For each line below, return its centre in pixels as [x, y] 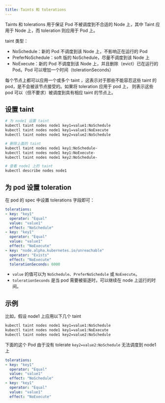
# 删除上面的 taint [23, 144]
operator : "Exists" [29, 255]
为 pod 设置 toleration [38, 187]
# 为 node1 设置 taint [27, 121]
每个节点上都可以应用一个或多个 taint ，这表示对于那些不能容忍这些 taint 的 [81, 80]
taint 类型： [17, 41]
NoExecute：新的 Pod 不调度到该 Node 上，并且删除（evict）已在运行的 [85, 63]
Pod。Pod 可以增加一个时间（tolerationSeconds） [63, 70]
